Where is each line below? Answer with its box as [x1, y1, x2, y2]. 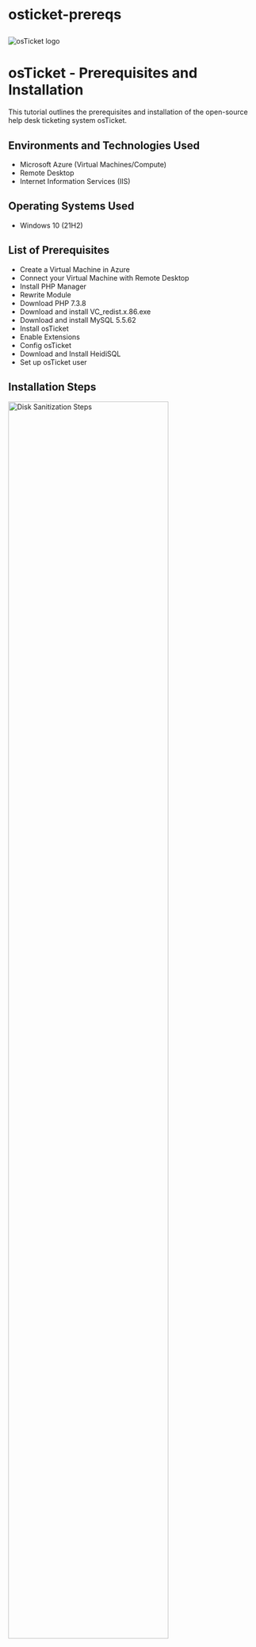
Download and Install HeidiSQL [19, 349, 121, 358]
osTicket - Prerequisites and [8, 64, 198, 82]
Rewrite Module [19, 289, 71, 299]
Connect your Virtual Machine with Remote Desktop [19, 273, 189, 282]
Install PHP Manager [19, 282, 87, 291]
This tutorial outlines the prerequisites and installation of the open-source [8, 107, 248, 117]
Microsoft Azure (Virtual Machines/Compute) [19, 159, 167, 169]
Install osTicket [19, 324, 69, 333]
